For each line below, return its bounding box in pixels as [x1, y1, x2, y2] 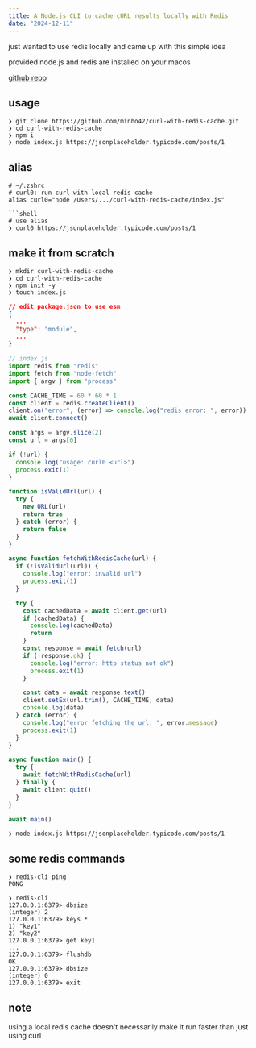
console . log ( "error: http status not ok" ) [29, 659, 175, 667]
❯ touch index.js [8, 288, 67, 297]
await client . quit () [23, 785, 92, 794]
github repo [8, 73, 47, 82]
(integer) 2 [8, 909, 48, 917]
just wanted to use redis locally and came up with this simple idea [8, 41, 226, 51]
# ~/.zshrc [8, 182, 45, 190]
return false [23, 525, 67, 533]
